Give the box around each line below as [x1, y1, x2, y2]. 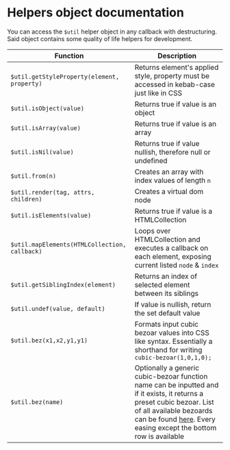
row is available [134, 432, 185, 441]
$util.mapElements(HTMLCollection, [10, 240, 127, 248]
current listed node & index [134, 260, 219, 270]
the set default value [134, 308, 201, 318]
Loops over [134, 226, 171, 236]
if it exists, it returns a [134, 388, 204, 398]
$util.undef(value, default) [10, 305, 105, 312]
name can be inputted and [134, 380, 219, 390]
